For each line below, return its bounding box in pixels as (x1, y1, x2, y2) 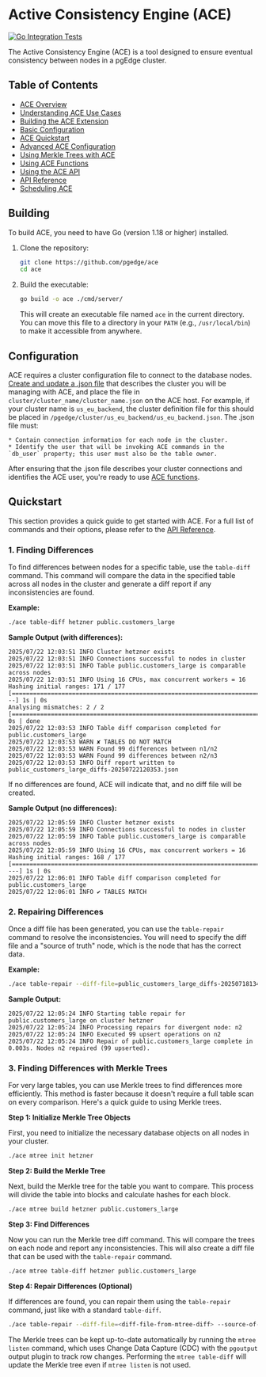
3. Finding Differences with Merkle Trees (8, 1063, 168, 1074)
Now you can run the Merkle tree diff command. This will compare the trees (8, 1235, 256, 1245)
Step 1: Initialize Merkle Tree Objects (8, 1113, 131, 1122)
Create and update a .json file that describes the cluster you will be (8, 378, 227, 388)
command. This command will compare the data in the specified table (8, 571, 236, 580)
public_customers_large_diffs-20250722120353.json (8, 766, 179, 774)
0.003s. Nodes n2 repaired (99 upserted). (8, 1044, 150, 1052)
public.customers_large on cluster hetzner (8, 1017, 154, 1025)
